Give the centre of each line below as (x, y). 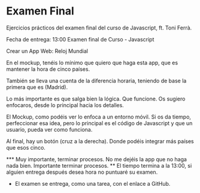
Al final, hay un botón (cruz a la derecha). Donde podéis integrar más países (100, 141)
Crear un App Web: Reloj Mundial (47, 51)
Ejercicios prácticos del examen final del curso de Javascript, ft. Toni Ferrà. (99, 28)
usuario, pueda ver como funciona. (49, 129)
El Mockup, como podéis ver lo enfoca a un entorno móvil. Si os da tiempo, (99, 117)
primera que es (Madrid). (37, 87)
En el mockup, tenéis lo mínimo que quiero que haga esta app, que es (92, 63)
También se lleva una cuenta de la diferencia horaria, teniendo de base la (96, 81)
